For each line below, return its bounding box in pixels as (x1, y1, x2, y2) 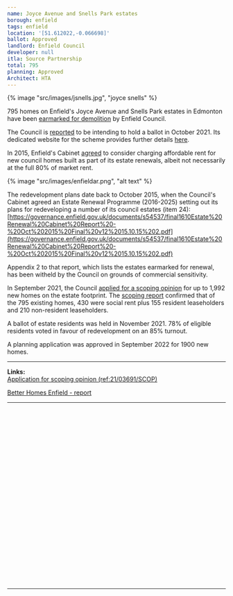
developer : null (7, 49, 54, 56)
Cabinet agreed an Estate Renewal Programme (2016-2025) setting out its (7, 198, 218, 206)
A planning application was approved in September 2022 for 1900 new (7, 340, 209, 349)
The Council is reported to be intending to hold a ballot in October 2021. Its (7, 128, 221, 136)
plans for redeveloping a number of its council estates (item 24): (7, 206, 191, 214)
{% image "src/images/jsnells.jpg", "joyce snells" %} (7, 94, 157, 102)
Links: (7, 367, 26, 376)
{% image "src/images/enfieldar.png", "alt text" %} (7, 177, 153, 185)
